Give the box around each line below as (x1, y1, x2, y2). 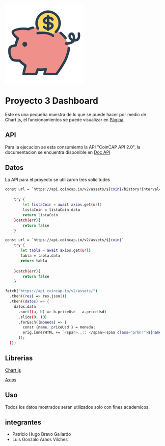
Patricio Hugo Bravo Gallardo (12, 431, 71, 437)
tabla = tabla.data (20, 253, 60, 258)
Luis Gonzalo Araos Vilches (12, 437, 68, 443)
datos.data (14, 304, 36, 309)
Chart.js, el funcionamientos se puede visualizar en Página (5, 117, 124, 122)
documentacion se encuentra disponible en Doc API (5, 149, 110, 155)
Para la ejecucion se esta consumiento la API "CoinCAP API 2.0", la (5, 144, 141, 150)
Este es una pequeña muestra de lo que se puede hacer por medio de (5, 111, 146, 117)
